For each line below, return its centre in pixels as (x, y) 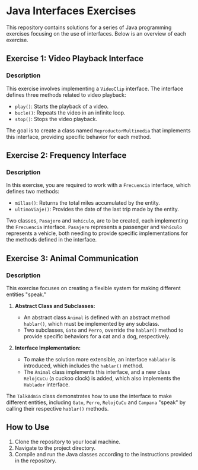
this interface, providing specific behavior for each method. (79, 136)
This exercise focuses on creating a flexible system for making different (93, 288)
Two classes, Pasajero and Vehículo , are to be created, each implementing (97, 221)
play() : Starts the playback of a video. (61, 106)
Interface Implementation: (48, 348)
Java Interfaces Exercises (71, 11)
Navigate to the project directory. (55, 448)
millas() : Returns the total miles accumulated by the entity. (87, 203)
